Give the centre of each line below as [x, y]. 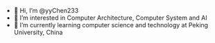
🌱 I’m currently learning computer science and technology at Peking [111, 25]
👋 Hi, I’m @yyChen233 [46, 11]
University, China [38, 32]
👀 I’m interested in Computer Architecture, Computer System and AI [111, 18]
